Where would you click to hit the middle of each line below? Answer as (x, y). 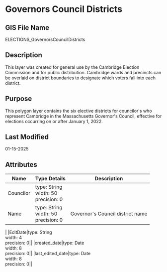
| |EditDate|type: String (29, 232)
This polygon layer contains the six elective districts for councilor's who (79, 111)
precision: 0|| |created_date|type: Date (45, 243)
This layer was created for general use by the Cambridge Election (72, 67)
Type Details (50, 179)
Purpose (19, 99)
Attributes (21, 165)
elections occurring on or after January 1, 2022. (54, 121)
